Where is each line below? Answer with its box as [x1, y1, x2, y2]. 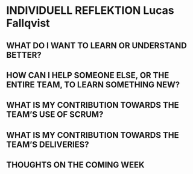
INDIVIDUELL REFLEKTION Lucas [6, 4, 174, 17]
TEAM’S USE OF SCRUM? [6, 110, 104, 120]
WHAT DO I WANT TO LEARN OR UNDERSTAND [6, 40, 187, 51]
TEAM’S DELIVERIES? [6, 139, 89, 149]
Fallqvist [6, 16, 50, 30]
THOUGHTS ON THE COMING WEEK [6, 160, 145, 170]
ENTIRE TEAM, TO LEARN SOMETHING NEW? [6, 79, 180, 90]
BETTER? [6, 49, 42, 60]
